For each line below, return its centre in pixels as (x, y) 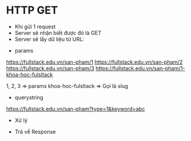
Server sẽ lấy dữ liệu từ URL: (49, 39)
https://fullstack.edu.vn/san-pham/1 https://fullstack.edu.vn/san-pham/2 (95, 62)
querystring (29, 97)
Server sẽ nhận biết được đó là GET (58, 32)
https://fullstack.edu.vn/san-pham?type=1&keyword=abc (76, 109)
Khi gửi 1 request (35, 27)
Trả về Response (35, 132)
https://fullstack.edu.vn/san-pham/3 (50, 68)
